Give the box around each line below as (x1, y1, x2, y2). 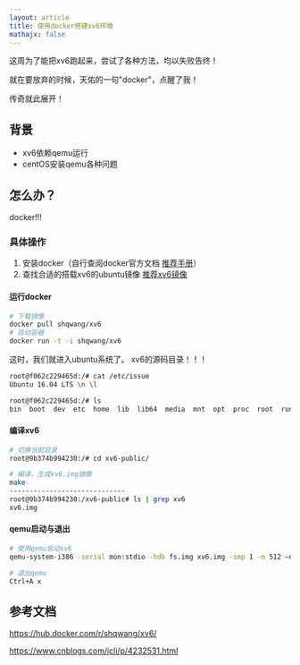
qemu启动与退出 (9, 524, 71, 534)
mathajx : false (9, 30, 66, 38)
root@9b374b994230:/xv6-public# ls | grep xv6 (9, 495, 186, 504)
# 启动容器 (9, 328, 45, 337)
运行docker (9, 291, 52, 302)
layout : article (9, 13, 70, 22)
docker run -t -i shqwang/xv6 (9, 337, 122, 345)
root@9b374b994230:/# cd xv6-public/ (9, 454, 150, 463)
